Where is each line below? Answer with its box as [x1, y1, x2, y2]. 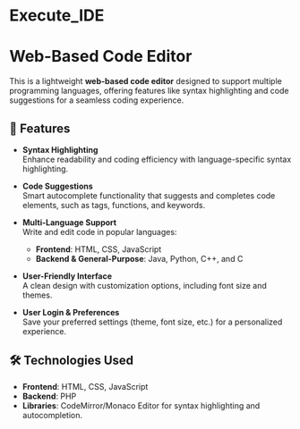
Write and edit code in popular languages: [21, 226, 177, 237]
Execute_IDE [9, 5, 105, 26]
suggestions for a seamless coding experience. [9, 95, 184, 105]
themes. [21, 290, 53, 300]
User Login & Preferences [21, 307, 120, 317]
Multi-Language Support [21, 216, 117, 228]
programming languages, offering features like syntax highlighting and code [9, 86, 289, 97]
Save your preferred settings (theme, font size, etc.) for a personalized [21, 316, 283, 327]
